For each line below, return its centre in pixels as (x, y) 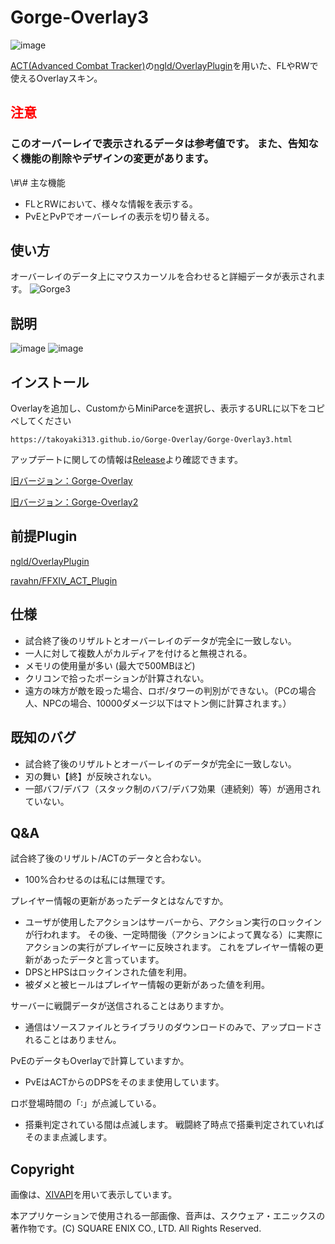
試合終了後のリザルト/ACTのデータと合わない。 (108, 858)
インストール (50, 382)
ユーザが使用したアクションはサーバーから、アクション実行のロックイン (173, 922)
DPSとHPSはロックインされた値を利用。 (108, 972)
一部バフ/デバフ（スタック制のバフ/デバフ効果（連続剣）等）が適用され (172, 788)
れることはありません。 (73, 1040)
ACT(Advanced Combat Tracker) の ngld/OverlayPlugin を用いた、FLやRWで (164, 65)
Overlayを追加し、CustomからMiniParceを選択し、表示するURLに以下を (159, 408)
